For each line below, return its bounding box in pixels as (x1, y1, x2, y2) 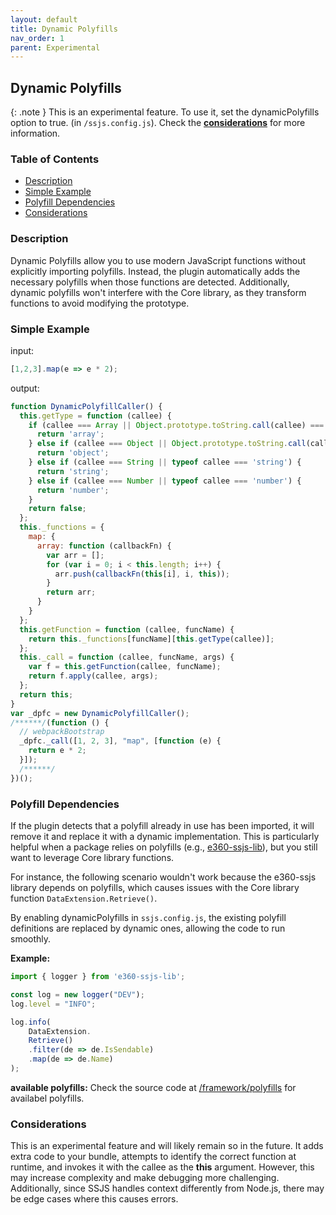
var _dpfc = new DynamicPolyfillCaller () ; (10, 708, 190, 718)
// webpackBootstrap (19, 727, 105, 737)
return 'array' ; (36, 429, 105, 440)
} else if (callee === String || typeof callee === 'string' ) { (28, 457, 302, 468)
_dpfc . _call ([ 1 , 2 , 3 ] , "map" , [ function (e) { (19, 736, 222, 746)
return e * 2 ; (28, 746, 87, 756)
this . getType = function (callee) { (19, 411, 172, 421)
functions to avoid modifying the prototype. (10, 297, 190, 309)
